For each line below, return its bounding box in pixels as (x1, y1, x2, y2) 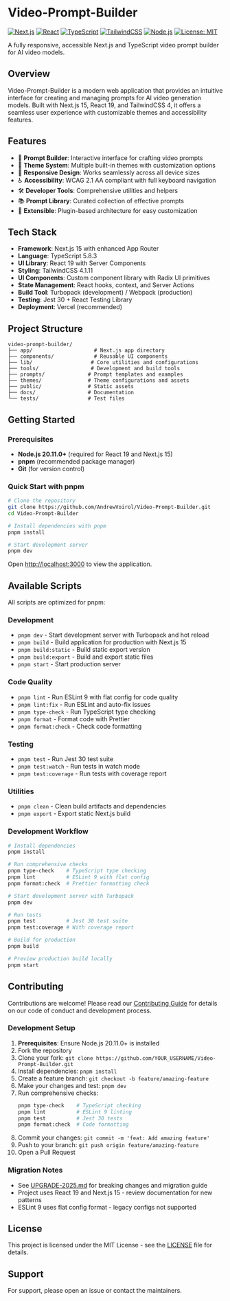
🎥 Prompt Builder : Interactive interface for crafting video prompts (17, 153, 203, 162)
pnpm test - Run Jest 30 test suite (17, 755, 114, 763)
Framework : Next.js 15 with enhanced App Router (17, 245, 159, 253)
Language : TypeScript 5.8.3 (17, 252, 97, 260)
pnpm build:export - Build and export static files (17, 653, 154, 661)
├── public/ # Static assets (8, 383, 135, 390)
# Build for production (8, 936, 76, 944)
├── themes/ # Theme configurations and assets (8, 377, 189, 384)
